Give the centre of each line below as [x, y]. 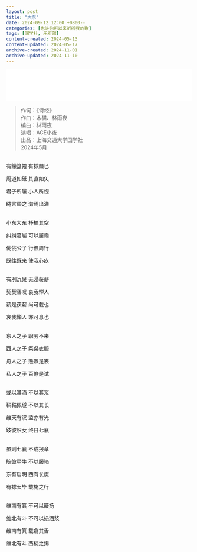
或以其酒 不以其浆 [27, 392]
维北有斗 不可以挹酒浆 [33, 518]
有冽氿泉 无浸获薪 [27, 279]
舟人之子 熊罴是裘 [27, 361]
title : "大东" [23, 17]
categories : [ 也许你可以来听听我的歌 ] [49, 28]
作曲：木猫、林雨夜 [44, 117]
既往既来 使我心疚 [27, 260]
